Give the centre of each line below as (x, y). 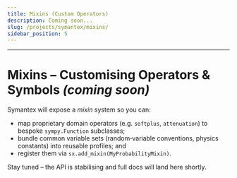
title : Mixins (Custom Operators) (58, 14)
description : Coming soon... (50, 20)
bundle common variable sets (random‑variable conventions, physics (118, 138)
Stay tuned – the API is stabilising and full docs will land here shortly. (107, 167)
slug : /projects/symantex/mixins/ (58, 27)
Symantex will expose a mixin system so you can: (79, 109)
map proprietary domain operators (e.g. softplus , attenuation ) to (113, 124)
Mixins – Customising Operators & (109, 75)
